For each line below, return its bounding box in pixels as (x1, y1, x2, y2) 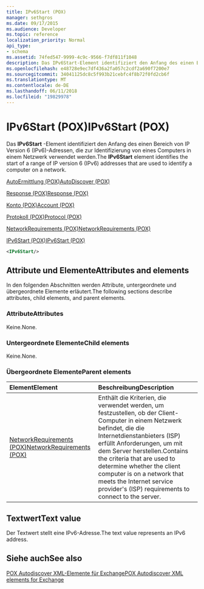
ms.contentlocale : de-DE (6, 83, 69, 89)
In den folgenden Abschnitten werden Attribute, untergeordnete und (6, 281, 177, 289)
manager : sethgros (6, 15, 53, 21)
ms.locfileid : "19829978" (6, 94, 72, 100)
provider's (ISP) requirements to (98, 485, 190, 493)
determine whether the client (98, 462, 181, 470)
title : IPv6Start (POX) (6, 9, 67, 15)
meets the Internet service (98, 477, 174, 486)
